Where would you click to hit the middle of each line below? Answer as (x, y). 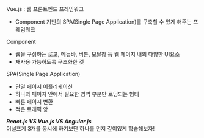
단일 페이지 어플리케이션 (44, 86)
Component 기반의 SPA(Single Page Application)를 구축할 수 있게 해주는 (104, 22)
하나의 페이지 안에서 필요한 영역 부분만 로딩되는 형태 (77, 94)
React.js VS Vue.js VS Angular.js (49, 121)
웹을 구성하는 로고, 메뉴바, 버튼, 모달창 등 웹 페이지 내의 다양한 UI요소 (97, 54)
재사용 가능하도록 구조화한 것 (49, 62)
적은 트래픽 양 (31, 109)
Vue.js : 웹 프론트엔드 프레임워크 (45, 9)
